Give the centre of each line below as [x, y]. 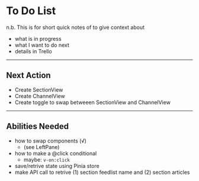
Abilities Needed [38, 126]
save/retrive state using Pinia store [57, 166]
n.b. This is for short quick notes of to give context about [76, 27]
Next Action [29, 75]
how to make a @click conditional [56, 153]
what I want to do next [42, 45]
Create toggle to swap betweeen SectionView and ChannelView [92, 102]
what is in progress [38, 38]
